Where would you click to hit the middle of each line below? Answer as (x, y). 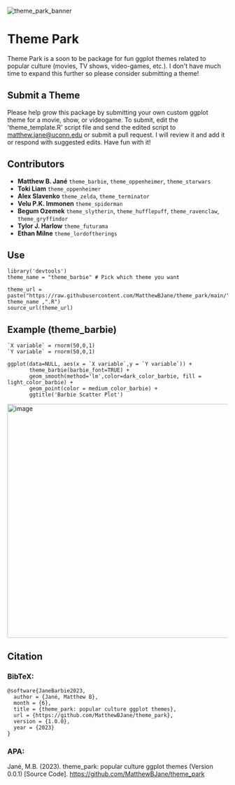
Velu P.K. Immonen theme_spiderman (70, 203)
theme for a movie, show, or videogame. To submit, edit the (93, 120)
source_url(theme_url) (40, 308)
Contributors (36, 164)
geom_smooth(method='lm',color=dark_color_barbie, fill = (115, 376)
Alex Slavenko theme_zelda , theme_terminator (84, 196)
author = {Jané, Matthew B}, (56, 697)
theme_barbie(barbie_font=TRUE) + (79, 370)
